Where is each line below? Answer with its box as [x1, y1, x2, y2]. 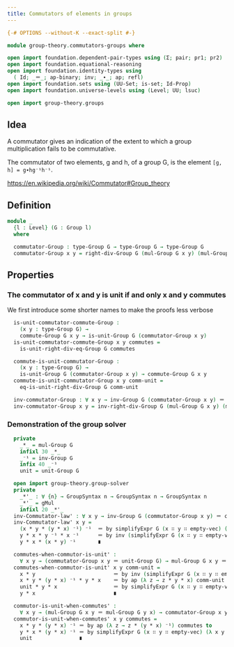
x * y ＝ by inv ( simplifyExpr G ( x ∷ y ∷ [19, 570, 219, 577]
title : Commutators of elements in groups [7, 10, 132, 17]
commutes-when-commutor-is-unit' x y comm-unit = [13, 564, 160, 571]
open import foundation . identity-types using [7, 68, 141, 75]
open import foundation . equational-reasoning [7, 61, 141, 68]
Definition [7, 199, 51, 211]
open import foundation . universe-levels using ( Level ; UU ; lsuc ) [7, 86, 201, 94]
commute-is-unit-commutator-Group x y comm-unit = [13, 377, 164, 384]
